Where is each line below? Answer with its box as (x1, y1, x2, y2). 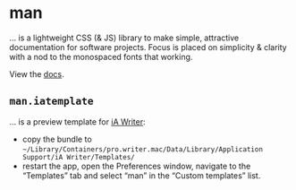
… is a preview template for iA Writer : (9, 116, 146, 127)
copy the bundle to (21, 134, 92, 144)
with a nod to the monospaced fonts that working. (9, 51, 193, 62)
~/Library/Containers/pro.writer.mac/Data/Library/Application (21, 144, 264, 154)
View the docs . (9, 68, 64, 79)
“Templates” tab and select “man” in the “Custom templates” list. (21, 169, 261, 181)
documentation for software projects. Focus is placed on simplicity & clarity (9, 41, 288, 52)
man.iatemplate (9, 95, 94, 108)
